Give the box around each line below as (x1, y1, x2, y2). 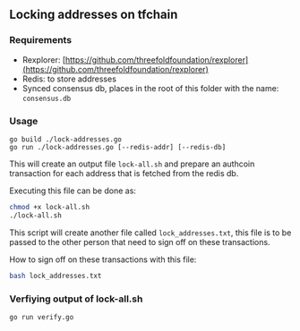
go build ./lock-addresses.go (9, 134, 123, 144)
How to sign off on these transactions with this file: (9, 254, 197, 265)
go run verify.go (9, 312, 74, 321)
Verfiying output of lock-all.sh (9, 293, 143, 305)
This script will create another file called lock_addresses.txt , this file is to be (9, 227, 292, 238)
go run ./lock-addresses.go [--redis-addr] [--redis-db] (9, 142, 227, 151)
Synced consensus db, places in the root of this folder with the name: (21, 82, 279, 93)
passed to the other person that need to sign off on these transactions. (9, 236, 270, 247)
